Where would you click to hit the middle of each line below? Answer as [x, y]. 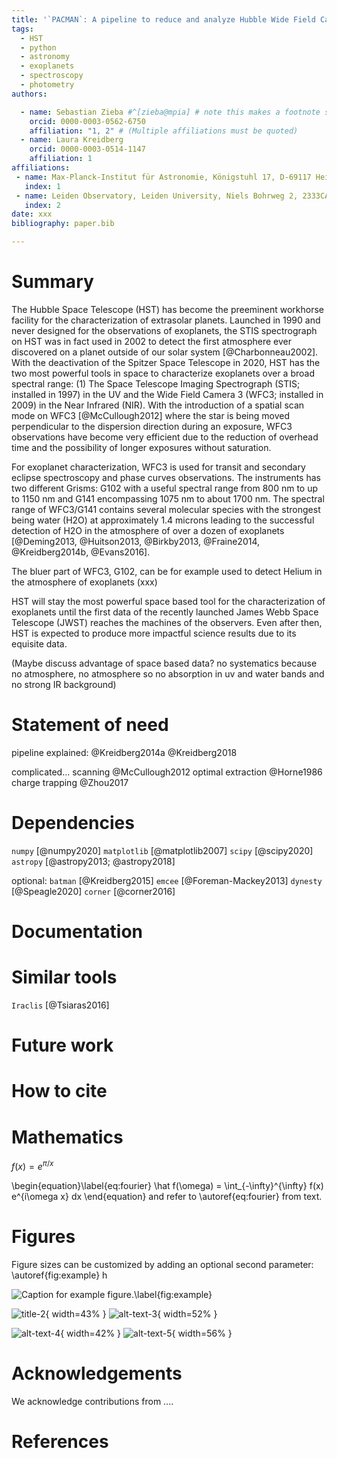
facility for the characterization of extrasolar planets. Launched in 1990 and [166, 320]
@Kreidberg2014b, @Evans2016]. [81, 552]
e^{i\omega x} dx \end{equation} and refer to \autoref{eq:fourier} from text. [167, 1196]
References [60, 1441]
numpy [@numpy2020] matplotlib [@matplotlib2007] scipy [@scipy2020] [162, 850]
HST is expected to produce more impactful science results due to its [154, 633]
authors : [29, 94]
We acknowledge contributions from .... [92, 1401]
